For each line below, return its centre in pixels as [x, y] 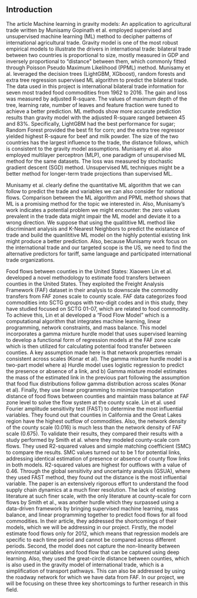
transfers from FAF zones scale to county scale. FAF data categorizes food [96, 296]
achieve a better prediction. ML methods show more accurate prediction [94, 111]
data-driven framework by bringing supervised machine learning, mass [92, 508]
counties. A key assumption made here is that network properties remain [94, 352]
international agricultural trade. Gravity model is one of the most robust [92, 42]
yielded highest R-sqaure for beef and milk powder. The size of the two [92, 136]
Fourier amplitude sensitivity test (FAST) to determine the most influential [95, 408]
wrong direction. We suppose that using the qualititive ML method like [91, 222]
